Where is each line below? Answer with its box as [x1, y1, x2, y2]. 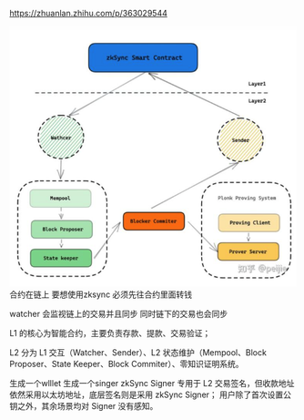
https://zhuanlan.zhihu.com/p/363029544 [9, 8, 168, 18]
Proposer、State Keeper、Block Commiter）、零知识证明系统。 [9, 358, 244, 369]
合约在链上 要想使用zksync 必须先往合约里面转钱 [9, 289, 193, 300]
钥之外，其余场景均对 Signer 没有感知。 [9, 400, 158, 411]
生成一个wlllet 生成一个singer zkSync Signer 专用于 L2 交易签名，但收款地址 [9, 377, 295, 388]
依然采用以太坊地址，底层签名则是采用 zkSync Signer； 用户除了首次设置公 [9, 389, 292, 400]
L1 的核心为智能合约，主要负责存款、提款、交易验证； [9, 327, 211, 338]
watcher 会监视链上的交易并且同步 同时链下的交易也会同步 [9, 308, 228, 319]
